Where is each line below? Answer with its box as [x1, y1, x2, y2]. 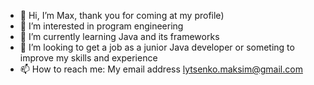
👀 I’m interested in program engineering [19, 20, 184, 32]
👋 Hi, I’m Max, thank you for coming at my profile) [19, 10, 225, 21]
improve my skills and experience [19, 52, 158, 64]
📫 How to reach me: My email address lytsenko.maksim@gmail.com [19, 63, 303, 75]
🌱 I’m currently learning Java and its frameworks [19, 31, 220, 42]
